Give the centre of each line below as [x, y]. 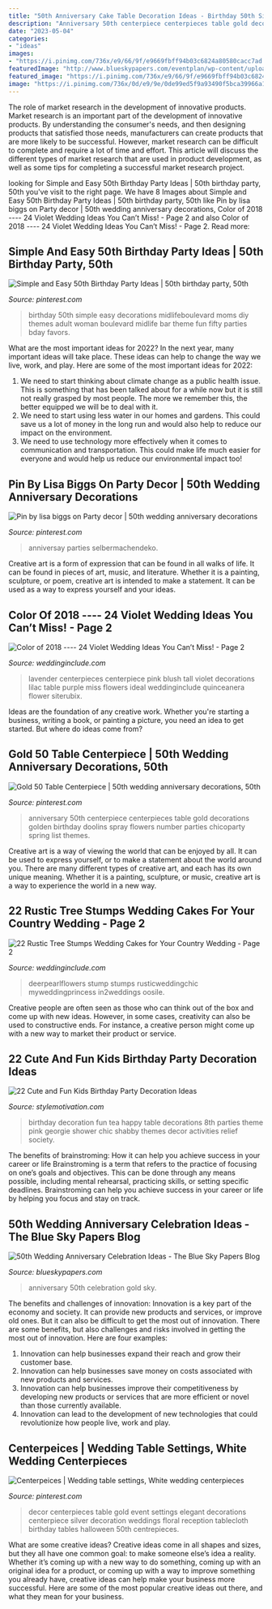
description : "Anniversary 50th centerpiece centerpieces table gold [128, 24]
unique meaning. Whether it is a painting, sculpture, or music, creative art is [134, 876]
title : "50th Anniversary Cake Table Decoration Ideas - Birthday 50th [132, 16]
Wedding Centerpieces [68, 1461]
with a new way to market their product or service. [92, 1033]
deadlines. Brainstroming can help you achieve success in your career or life [136, 1190]
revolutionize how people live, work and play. [95, 1423]
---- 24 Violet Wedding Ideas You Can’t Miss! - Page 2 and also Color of [129, 217]
